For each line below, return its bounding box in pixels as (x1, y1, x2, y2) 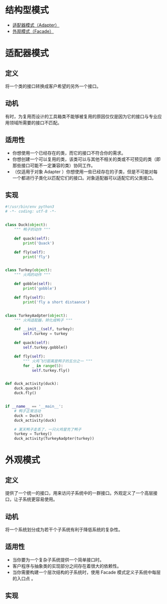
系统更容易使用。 (22, 496, 58, 502)
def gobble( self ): (14, 282, 52, 287)
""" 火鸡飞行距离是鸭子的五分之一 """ (23, 358, 93, 363)
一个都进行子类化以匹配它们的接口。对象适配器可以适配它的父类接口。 (12, 175, 157, 181)
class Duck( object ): (5, 223, 48, 228)
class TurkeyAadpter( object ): (5, 313, 68, 318)
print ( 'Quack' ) (23, 241, 55, 246)
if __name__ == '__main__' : (5, 404, 64, 409)
